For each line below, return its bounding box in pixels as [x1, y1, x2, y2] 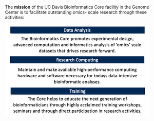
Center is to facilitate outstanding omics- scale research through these [5, 9, 147, 15]
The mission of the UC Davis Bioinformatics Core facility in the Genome [5, 4, 150, 10]
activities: [5, 15, 24, 20]
